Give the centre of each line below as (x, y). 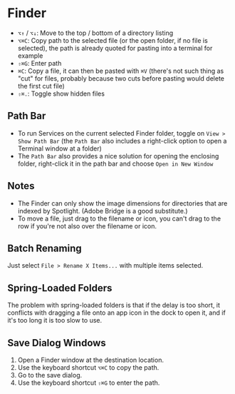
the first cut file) (41, 86)
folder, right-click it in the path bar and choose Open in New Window (115, 163)
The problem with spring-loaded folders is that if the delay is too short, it (114, 305)
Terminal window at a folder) (59, 148)
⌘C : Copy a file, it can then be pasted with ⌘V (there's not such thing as (121, 71)
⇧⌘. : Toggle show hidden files (61, 94)
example (30, 56)
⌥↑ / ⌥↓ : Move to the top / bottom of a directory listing (95, 33)
